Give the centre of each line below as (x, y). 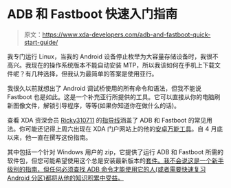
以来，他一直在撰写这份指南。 (49, 137)
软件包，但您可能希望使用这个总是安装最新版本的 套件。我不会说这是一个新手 (115, 160)
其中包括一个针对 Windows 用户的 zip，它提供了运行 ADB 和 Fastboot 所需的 (115, 152)
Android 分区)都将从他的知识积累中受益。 (65, 178)
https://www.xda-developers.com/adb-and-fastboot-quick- (126, 34)
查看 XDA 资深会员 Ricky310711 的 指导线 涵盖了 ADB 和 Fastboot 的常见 (107, 120)
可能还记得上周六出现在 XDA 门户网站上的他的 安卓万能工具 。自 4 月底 (124, 129)
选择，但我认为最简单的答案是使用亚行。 (100, 74)
